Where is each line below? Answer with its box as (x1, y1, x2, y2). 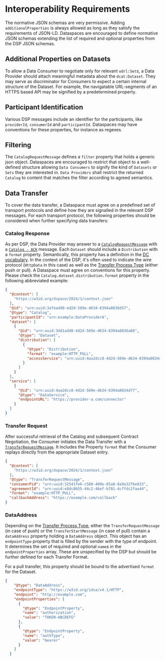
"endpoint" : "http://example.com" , (14, 592, 87, 597)
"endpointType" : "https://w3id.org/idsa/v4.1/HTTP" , (14, 588, 124, 593)
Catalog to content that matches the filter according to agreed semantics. (5, 175, 153, 180)
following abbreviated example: (5, 278, 69, 284)
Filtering (5, 141, 31, 149)
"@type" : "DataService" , (18, 392, 69, 397)
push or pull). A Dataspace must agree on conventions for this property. (5, 267, 151, 273)
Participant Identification (5, 103, 83, 112)
